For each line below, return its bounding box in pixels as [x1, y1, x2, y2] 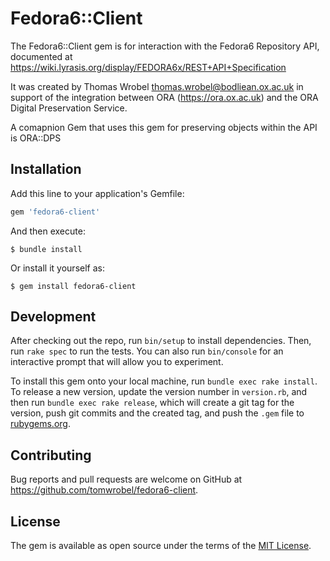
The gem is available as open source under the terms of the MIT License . [10, 540, 312, 552]
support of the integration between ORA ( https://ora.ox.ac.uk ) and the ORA [10, 91, 319, 103]
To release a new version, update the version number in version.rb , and [10, 386, 308, 398]
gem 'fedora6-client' [10, 207, 101, 217]
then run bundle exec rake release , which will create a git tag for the [10, 397, 295, 409]
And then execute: [10, 225, 86, 237]
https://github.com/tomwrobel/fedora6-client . [10, 484, 199, 496]
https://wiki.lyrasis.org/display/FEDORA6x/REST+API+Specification [10, 61, 287, 73]
